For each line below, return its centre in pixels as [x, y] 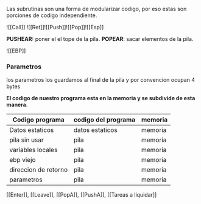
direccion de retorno [39, 170]
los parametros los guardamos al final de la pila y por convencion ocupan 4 [101, 80]
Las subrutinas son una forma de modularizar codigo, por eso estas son [97, 9]
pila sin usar [26, 140]
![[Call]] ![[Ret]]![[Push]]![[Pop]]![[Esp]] [55, 27]
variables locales [33, 150]
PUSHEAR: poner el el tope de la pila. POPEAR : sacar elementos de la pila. [100, 39]
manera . [17, 105]
